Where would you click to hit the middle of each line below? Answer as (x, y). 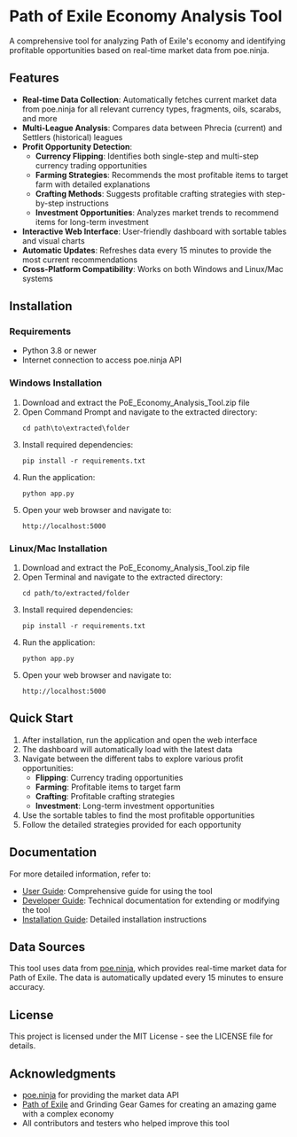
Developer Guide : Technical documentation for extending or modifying (151, 900)
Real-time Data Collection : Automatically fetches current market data (149, 99)
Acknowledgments (63, 1074)
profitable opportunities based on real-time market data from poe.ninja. (139, 50)
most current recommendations (80, 260)
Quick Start (41, 718)
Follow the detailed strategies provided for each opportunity (132, 824)
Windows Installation (56, 383)
